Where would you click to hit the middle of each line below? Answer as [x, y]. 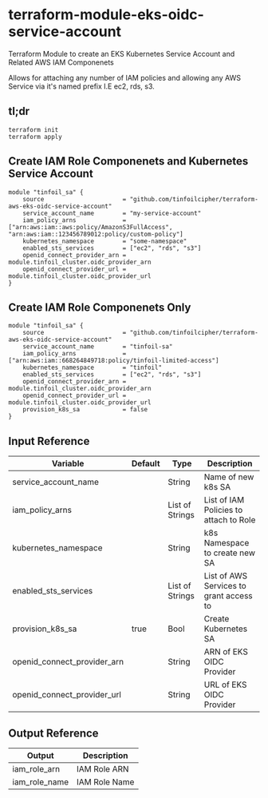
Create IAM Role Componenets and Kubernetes [128, 161]
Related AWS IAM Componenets [61, 62]
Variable [68, 463]
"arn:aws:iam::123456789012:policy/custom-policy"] [96, 234]
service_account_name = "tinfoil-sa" [98, 347]
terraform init [33, 129]
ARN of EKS [226, 652]
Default [146, 463]
